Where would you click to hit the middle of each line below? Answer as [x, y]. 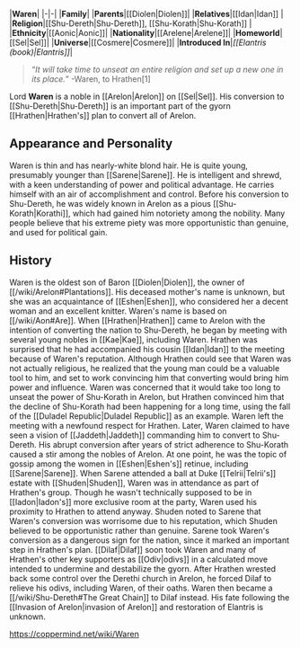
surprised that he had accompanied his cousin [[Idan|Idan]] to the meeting [147, 349]
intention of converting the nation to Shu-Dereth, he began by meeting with [148, 330]
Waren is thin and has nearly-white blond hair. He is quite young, [129, 165]
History [31, 261]
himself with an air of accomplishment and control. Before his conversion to [149, 194]
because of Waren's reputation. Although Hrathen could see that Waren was [150, 359]
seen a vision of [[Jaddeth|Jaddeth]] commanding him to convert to [135, 435]
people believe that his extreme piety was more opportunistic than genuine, [149, 222]
